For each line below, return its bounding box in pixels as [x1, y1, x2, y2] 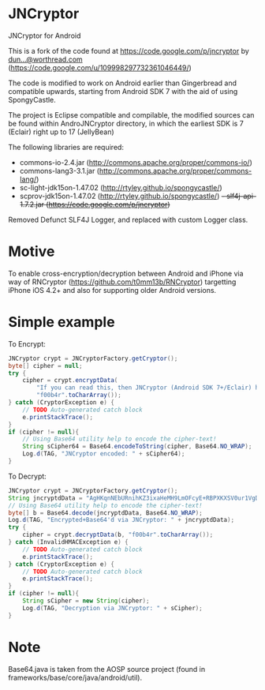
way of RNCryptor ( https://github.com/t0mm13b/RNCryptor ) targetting [8, 277, 237, 287]
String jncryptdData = [8, 494, 83, 502]
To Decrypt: [8, 471, 47, 481]
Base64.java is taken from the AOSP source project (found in [8, 664, 206, 673]
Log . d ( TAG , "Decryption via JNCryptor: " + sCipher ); [22, 604, 203, 612]
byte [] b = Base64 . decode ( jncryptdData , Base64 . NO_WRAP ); [8, 508, 203, 517]
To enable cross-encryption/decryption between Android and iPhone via [8, 268, 244, 278]
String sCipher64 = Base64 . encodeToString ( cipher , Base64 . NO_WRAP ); [22, 443, 252, 451]
